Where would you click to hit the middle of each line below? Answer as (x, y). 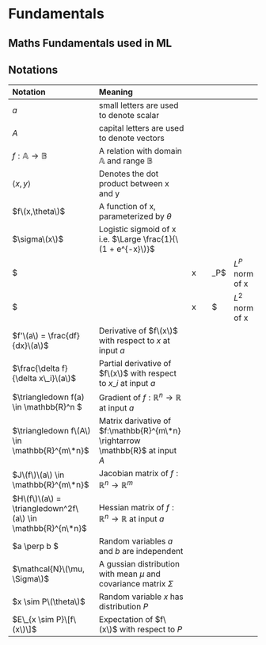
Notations (33, 69)
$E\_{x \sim (33, 619)
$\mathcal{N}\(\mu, (48, 569)
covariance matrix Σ (136, 583)
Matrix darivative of (135, 421)
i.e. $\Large (120, 239)
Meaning (116, 92)
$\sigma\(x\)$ (38, 239)
